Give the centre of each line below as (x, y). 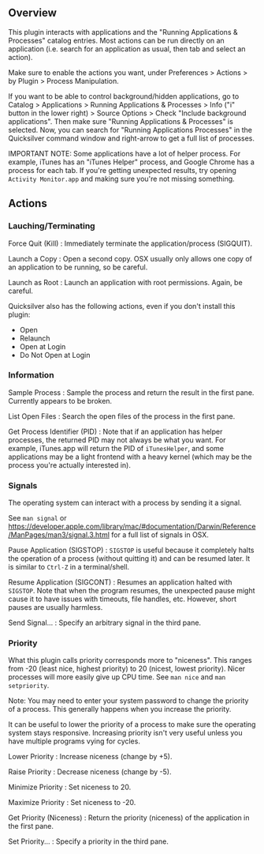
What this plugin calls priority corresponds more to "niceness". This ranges (130, 660)
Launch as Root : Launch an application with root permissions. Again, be (125, 282)
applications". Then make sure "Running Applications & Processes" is (121, 121)
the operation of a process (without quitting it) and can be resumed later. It (129, 559)
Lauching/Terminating (52, 226)
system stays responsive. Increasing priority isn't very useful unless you (125, 733)
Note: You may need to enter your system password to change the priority (128, 701)
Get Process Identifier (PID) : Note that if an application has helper (115, 431)
